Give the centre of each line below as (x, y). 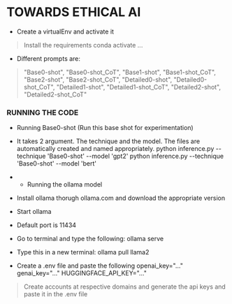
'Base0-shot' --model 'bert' (57, 164)
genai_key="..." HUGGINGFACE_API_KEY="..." (82, 273)
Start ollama (34, 212)
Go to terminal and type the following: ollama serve (90, 239)
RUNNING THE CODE (43, 113)
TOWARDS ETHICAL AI (74, 12)
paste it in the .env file (56, 294)
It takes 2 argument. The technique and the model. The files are (108, 141)
